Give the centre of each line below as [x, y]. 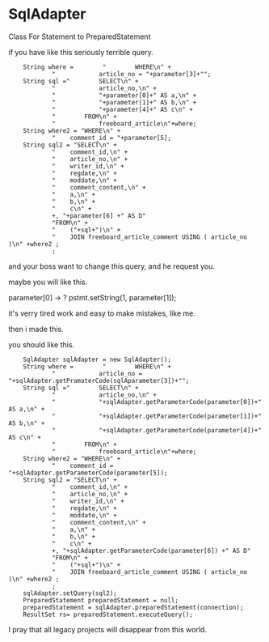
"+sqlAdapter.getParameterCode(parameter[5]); [88, 473]
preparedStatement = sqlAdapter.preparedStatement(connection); [133, 607]
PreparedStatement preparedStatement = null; [101, 600]
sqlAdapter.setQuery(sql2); [70, 593]
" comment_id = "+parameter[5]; [111, 138]
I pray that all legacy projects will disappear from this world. [108, 629]
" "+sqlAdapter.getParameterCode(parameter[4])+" [157, 430]
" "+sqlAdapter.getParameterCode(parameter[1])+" [157, 416]
